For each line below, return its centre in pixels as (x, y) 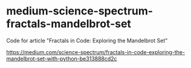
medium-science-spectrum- (79, 11)
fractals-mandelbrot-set (69, 24)
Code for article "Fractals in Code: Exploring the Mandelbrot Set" (87, 40)
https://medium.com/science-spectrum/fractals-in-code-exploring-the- (96, 52)
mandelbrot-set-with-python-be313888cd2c (62, 58)
